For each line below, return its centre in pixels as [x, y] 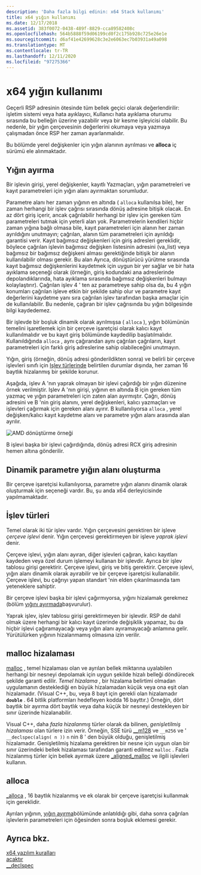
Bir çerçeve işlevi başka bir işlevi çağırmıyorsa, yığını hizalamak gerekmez [97, 597]
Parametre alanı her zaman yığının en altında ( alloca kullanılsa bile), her [95, 202]
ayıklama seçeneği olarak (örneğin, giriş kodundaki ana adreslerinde [90, 272]
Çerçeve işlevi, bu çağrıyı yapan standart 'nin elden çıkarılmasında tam [93, 580]
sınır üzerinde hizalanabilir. [39, 712]
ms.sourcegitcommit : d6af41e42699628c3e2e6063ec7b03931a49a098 [87, 39]
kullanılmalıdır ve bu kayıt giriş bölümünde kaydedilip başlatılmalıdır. [89, 335]
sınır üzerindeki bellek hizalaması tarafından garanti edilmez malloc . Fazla [98, 749]
